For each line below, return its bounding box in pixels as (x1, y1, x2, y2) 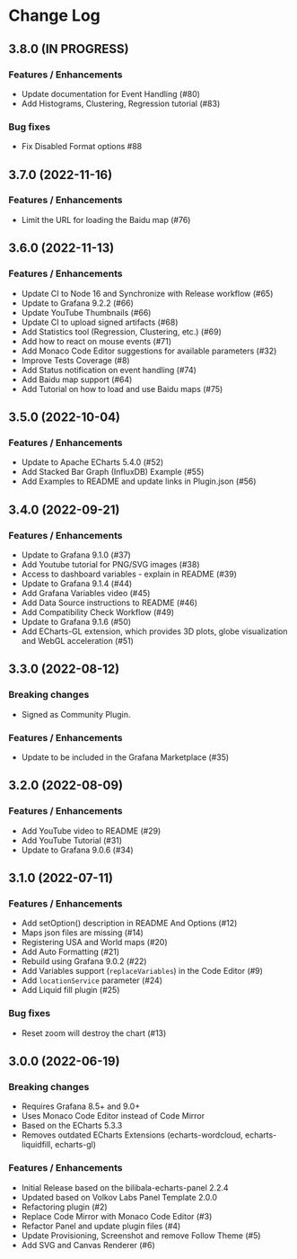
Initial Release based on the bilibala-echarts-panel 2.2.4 (21, 1182, 230, 1192)
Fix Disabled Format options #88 (21, 141, 143, 152)
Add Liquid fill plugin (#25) (21, 985, 120, 996)
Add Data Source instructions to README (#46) (21, 597, 198, 608)
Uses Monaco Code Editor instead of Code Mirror (21, 1111, 205, 1121)
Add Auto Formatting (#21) (21, 946, 120, 958)
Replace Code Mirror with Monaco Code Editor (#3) (21, 1210, 213, 1221)
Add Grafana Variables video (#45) (21, 587, 151, 598)
